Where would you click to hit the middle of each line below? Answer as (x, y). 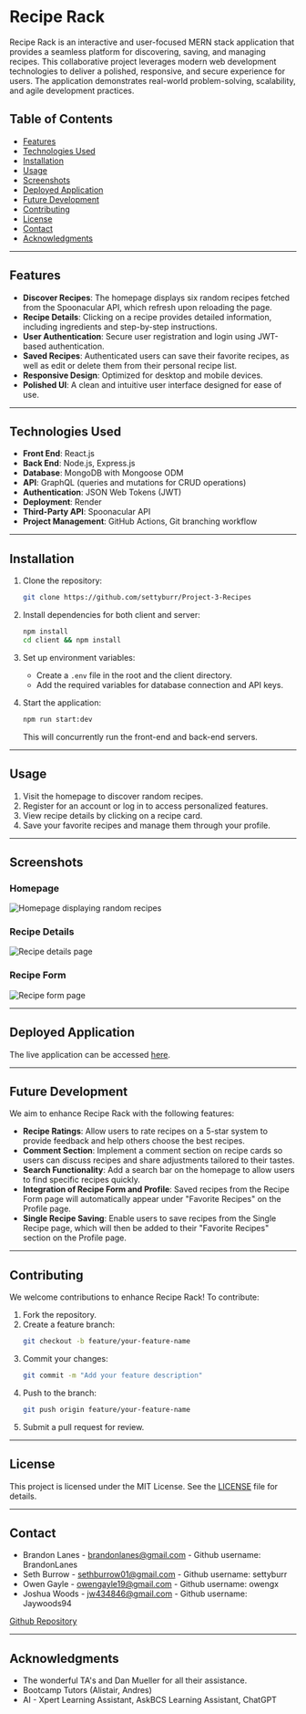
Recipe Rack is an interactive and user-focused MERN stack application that (152, 42)
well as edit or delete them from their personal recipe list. (130, 365)
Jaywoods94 (47, 1604)
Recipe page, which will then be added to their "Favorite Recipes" (146, 1228)
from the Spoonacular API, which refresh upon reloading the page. (148, 307)
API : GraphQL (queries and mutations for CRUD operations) (134, 483)
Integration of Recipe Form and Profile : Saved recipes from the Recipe (156, 1189)
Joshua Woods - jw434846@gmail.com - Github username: (135, 1594)
